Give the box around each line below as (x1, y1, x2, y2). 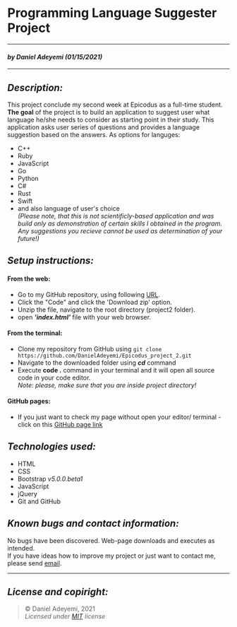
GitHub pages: (7, 397, 51, 406)
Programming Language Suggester (7, 5, 217, 21)
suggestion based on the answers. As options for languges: (7, 130, 181, 139)
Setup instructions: (7, 254, 94, 266)
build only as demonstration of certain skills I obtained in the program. (17, 219, 222, 228)
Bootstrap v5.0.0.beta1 (17, 474, 83, 483)
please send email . (7, 558, 62, 567)
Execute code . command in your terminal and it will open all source (17, 365, 215, 374)
